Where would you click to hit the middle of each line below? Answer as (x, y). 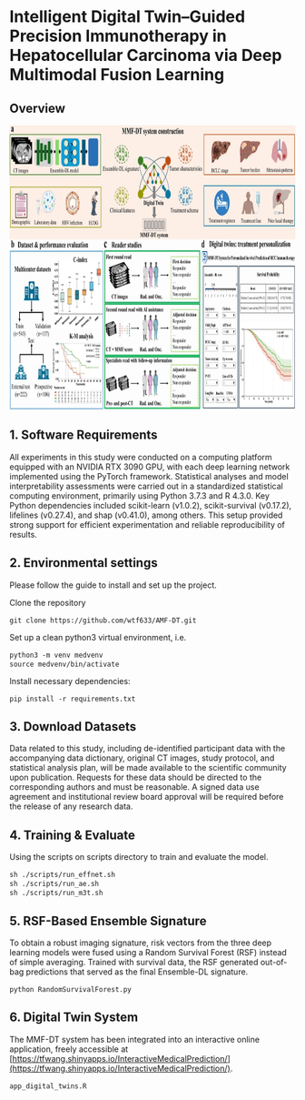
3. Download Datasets (73, 727)
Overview (38, 108)
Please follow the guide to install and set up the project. (113, 585)
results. (24, 534)
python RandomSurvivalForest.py (70, 990)
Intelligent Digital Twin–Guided (128, 17)
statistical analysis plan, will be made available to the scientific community (148, 768)
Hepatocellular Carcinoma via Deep (146, 56)
